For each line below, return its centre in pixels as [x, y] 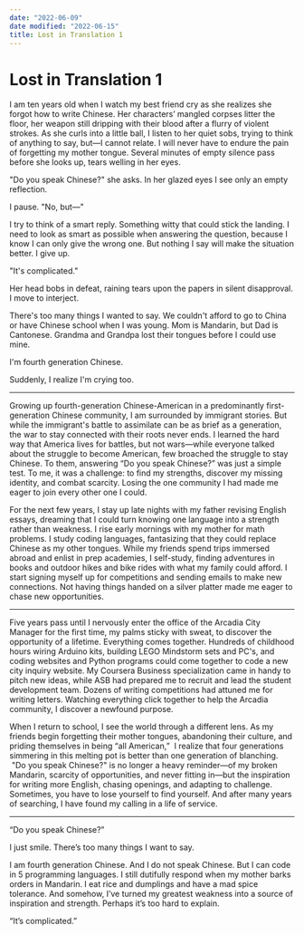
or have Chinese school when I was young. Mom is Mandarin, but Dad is [144, 325]
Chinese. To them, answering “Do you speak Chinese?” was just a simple [146, 464]
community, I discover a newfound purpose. [91, 709]
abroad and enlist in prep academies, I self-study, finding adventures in [142, 558]
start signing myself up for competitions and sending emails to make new [146, 577]
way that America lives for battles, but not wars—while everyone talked [142, 444]
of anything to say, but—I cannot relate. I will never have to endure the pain [149, 143]
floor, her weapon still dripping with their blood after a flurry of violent [139, 124]
